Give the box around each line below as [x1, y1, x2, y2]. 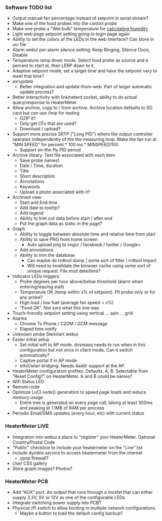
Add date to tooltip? [19, 205, 60, 211]
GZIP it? [19, 116, 36, 121]
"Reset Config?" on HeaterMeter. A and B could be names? [12, 373, 132, 379]
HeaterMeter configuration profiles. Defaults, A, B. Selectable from [12, 368, 148, 374]
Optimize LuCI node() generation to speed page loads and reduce [12, 389, 147, 395]
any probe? [19, 294, 43, 300]
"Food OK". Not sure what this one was [19, 305, 100, 311]
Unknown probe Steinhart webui [12, 331, 78, 337]
